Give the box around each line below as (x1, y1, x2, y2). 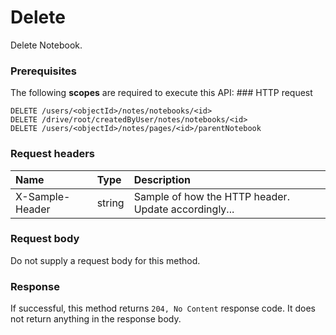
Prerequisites (10, 64, 77, 78)
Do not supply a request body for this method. (10, 254, 201, 266)
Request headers (10, 147, 96, 161)
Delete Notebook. (10, 39, 83, 51)
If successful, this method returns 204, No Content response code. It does (10, 302, 316, 315)
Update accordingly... (133, 202, 235, 216)
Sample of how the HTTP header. (133, 189, 290, 203)
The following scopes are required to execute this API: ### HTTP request (10, 87, 313, 99)
